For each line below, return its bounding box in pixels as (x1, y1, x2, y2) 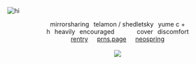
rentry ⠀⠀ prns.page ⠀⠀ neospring (71, 35, 164, 43)
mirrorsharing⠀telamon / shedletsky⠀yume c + (50, 20, 185, 28)
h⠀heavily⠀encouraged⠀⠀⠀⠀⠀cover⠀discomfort (46, 28, 189, 35)
